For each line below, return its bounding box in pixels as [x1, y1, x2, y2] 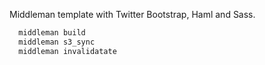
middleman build [18, 28, 86, 38]
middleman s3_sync [18, 37, 96, 47]
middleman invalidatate [18, 46, 117, 56]
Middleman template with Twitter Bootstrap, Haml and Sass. [9, 9, 256, 20]
